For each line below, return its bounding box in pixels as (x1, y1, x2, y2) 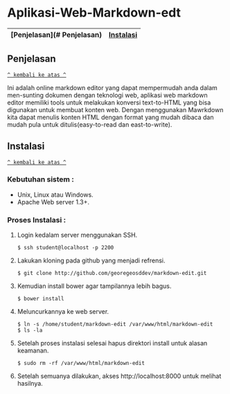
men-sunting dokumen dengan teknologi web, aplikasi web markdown (7, 91, 208, 99)
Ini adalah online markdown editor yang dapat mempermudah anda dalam (7, 83, 218, 91)
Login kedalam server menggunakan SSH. (17, 231, 138, 240)
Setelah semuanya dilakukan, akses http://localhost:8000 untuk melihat (17, 372, 222, 380)
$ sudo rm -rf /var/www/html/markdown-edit (17, 360, 145, 367)
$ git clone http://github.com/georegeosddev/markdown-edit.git (17, 270, 207, 277)
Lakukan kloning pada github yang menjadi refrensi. (17, 256, 166, 265)
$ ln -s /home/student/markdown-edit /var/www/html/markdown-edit (17, 321, 213, 328)
